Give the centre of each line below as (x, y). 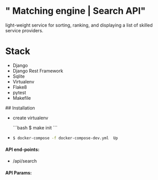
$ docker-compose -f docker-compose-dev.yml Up (65, 138)
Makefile (22, 98)
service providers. (24, 30)
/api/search (25, 161)
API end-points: (22, 150)
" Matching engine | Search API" (75, 11)
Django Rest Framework (38, 71)
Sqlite (19, 76)
